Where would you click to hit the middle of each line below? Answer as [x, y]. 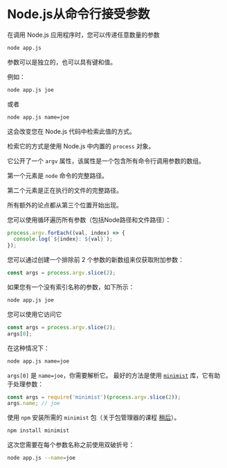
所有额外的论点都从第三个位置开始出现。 [65, 205]
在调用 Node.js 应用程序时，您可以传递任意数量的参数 [84, 35]
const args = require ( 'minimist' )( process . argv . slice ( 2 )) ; [94, 397]
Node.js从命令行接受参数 [79, 14]
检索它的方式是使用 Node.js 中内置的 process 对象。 [81, 146]
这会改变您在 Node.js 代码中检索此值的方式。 [72, 131]
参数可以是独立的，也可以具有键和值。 [62, 62]
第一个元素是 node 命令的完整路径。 [58, 175]
